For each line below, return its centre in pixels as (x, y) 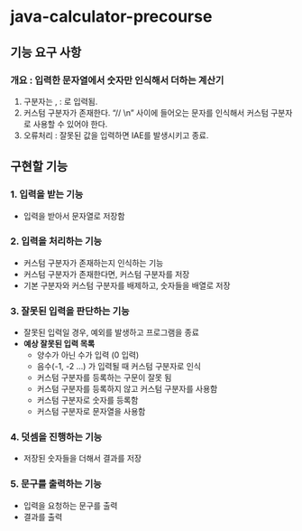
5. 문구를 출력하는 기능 (56, 484)
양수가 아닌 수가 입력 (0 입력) (88, 355)
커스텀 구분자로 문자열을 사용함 (91, 412)
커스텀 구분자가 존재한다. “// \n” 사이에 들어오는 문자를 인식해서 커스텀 (146, 112)
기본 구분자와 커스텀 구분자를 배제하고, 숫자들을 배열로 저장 (127, 285)
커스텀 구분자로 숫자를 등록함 (87, 400)
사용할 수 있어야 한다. (70, 124)
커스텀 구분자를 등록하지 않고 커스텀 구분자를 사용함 (127, 389)
